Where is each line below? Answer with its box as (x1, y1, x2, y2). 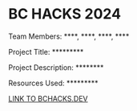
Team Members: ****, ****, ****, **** (8, 31, 130, 41)
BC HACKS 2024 (8, 5, 122, 23)
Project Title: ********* (8, 47, 84, 56)
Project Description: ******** (8, 62, 104, 72)
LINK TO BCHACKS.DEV (8, 93, 88, 103)
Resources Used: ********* (8, 78, 99, 88)
